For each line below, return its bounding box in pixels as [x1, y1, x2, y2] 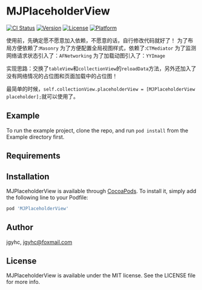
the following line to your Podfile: [6, 194, 89, 201]
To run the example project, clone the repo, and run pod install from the [6, 127, 189, 134]
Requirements [6, 151, 60, 161]
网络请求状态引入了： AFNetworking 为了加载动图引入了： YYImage [6, 51, 165, 59]
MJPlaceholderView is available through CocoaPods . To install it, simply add [6, 187, 197, 194]
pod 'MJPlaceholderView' [6, 205, 69, 211]
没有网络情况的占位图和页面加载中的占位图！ [6, 72, 118, 79]
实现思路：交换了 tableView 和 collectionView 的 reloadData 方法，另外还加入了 [6, 65, 197, 72]
